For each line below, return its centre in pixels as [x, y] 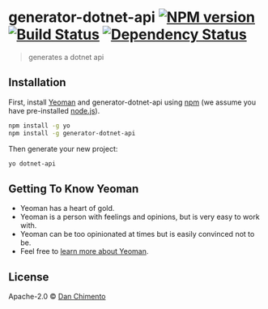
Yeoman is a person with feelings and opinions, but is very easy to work [140, 217]
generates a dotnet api [66, 57]
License [29, 277]
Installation [37, 82]
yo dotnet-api [32, 163]
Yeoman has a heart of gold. [67, 208]
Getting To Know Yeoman [74, 189]
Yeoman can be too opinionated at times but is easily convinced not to [137, 234]
